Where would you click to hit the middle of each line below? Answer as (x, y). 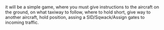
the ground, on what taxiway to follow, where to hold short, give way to (78, 12)
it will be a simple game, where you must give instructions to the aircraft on (82, 7)
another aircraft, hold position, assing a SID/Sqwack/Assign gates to (75, 17)
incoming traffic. (22, 22)
